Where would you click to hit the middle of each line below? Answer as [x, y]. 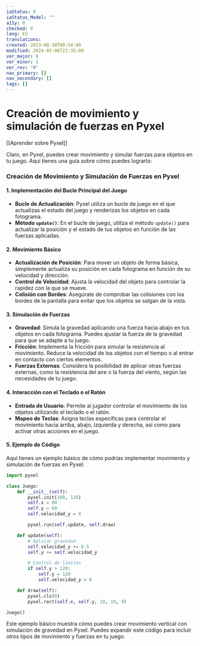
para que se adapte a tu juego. [53, 340]
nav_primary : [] [26, 73]
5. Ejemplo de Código [33, 445]
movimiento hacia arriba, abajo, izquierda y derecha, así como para [98, 425]
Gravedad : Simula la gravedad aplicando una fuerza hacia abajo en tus [102, 328]
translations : [24, 39]
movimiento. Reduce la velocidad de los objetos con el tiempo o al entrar [104, 353]
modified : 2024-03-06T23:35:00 [45, 51]
